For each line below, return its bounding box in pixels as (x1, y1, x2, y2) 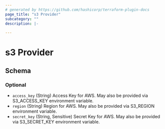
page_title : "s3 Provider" (5, 12, 61, 17)
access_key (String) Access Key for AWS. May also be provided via (12, 92, 148, 98)
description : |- (5, 21, 39, 26)
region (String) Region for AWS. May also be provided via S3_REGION (12, 103, 155, 109)
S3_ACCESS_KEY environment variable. (12, 98, 94, 104)
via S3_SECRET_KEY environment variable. (12, 119, 100, 125)
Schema (5, 66, 31, 75)
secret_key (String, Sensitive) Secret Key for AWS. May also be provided (12, 114, 160, 119)
